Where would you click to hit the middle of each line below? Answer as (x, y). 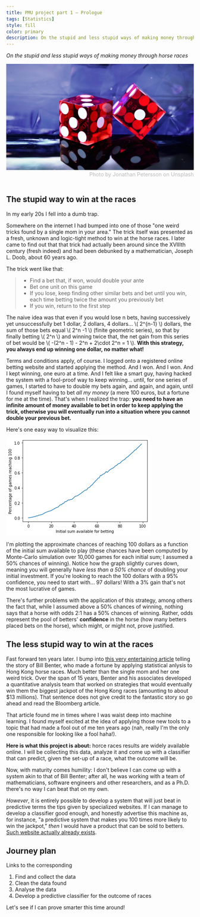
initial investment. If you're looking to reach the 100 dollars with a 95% (92, 576)
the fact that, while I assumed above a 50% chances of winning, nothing (95, 606)
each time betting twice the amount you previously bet (96, 299)
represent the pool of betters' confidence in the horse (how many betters (96, 619)
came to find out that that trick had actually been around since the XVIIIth (96, 244)
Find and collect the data (45, 877)
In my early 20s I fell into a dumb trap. (53, 214)
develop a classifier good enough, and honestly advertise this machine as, (97, 813)
